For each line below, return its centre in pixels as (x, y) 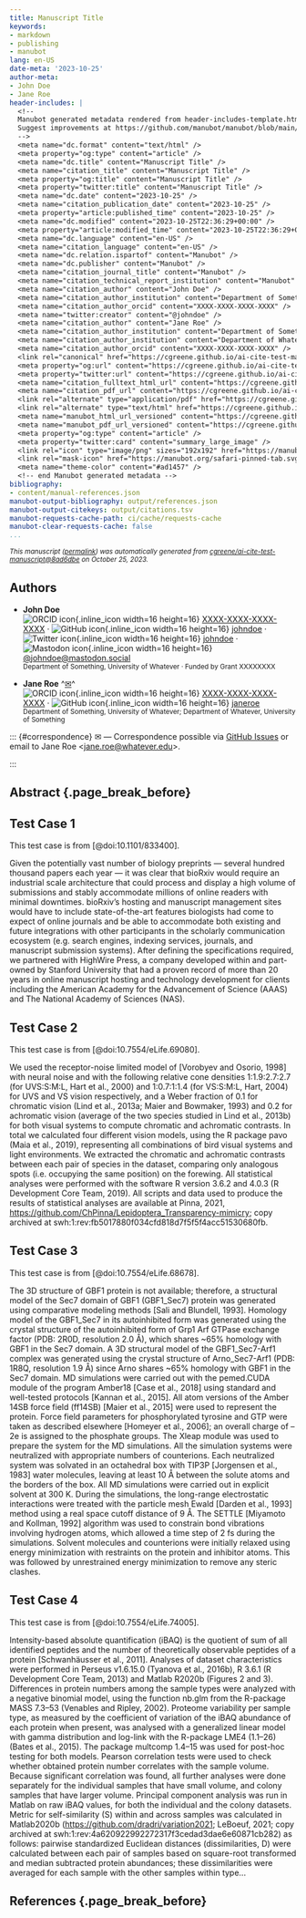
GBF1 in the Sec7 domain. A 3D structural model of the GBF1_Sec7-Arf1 (143, 1348)
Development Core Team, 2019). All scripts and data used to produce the (146, 1193)
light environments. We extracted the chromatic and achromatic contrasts (148, 1154)
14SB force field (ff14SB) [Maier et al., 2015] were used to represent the (143, 1406)
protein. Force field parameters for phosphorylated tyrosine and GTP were (148, 1416)
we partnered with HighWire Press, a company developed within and (138, 960)
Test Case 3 (44, 1251)
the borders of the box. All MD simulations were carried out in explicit (139, 1484)
